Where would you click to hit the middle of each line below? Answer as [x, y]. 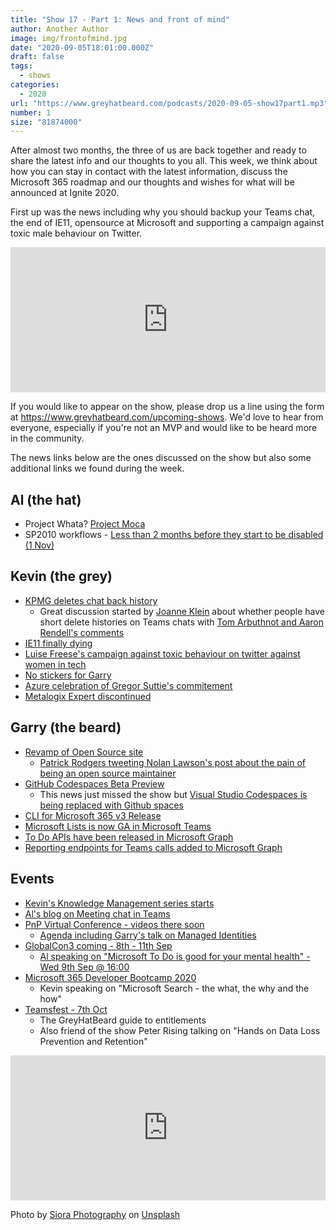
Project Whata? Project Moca [85, 524]
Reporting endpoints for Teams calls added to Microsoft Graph [153, 847]
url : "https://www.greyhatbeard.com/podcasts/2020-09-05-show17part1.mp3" [169, 103]
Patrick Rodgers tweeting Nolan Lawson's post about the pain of [173, 762]
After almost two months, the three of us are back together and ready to [158, 150]
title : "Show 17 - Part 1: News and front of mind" [120, 19]
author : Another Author [60, 29]
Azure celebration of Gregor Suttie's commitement [128, 685]
